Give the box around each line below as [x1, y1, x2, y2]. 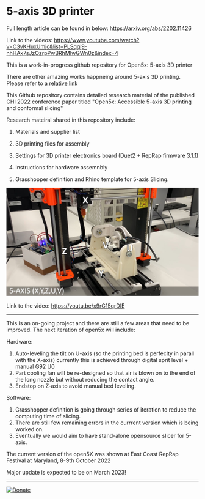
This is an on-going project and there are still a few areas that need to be [6, 319, 190, 327]
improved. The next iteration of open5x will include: [6, 326, 135, 333]
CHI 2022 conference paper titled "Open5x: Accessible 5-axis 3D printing [6, 98, 192, 105]
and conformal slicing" [6, 104, 63, 111]
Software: [6, 394, 31, 401]
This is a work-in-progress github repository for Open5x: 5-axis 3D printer [6, 61, 193, 68]
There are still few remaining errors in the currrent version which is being [15, 419, 199, 426]
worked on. [15, 425, 44, 432]
